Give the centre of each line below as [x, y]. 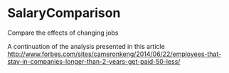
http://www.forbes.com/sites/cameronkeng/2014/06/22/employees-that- [114, 54]
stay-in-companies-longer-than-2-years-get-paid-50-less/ [94, 61]
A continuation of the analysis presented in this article [86, 46]
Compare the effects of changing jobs [63, 33]
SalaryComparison [64, 13]
